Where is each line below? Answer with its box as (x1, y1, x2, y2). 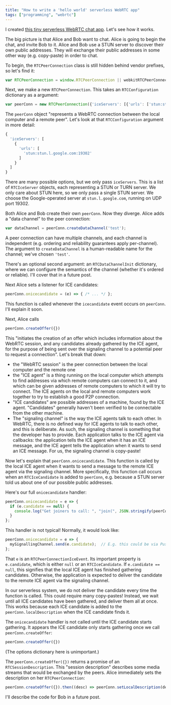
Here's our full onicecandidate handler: (5, 489, 87, 495)
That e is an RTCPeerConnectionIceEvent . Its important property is (5, 556, 141, 562)
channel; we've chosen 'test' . (5, 251, 70, 257)
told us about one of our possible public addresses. (5, 479, 113, 485)
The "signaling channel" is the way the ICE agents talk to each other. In (12, 415, 162, 421)
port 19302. (5, 201, 30, 207)
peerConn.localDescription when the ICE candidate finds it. (5, 609, 131, 615)
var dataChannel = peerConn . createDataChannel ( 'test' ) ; (5, 226, 126, 231)
